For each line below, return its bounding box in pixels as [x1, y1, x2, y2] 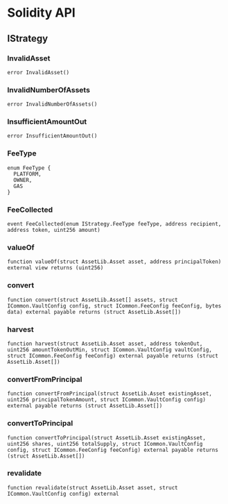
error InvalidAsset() [7, 69, 70, 76]
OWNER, [13, 176, 33, 183]
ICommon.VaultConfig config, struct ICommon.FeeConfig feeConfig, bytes [7, 302, 222, 310]
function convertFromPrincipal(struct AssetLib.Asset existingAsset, [7, 390, 213, 397]
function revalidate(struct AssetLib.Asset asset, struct [7, 484, 178, 491]
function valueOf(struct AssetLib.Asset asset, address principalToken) [7, 258, 222, 265]
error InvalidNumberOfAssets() [7, 101, 98, 108]
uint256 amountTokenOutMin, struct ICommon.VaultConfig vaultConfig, [7, 346, 213, 353]
